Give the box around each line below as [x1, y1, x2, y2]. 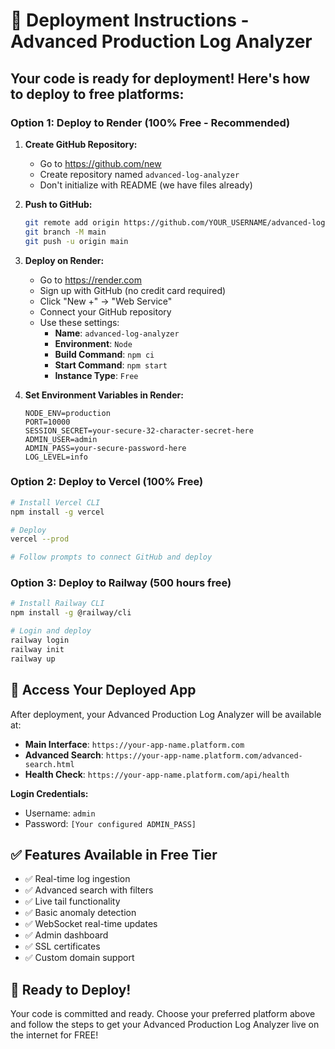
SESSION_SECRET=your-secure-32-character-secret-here [24, 425, 254, 436]
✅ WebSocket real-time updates [24, 918, 158, 930]
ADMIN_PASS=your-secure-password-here [24, 443, 187, 453]
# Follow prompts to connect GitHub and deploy [10, 552, 213, 563]
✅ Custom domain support [24, 952, 135, 964]
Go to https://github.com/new [39, 157, 162, 169]
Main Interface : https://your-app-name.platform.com [24, 738, 245, 750]
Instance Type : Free [54, 369, 139, 381]
